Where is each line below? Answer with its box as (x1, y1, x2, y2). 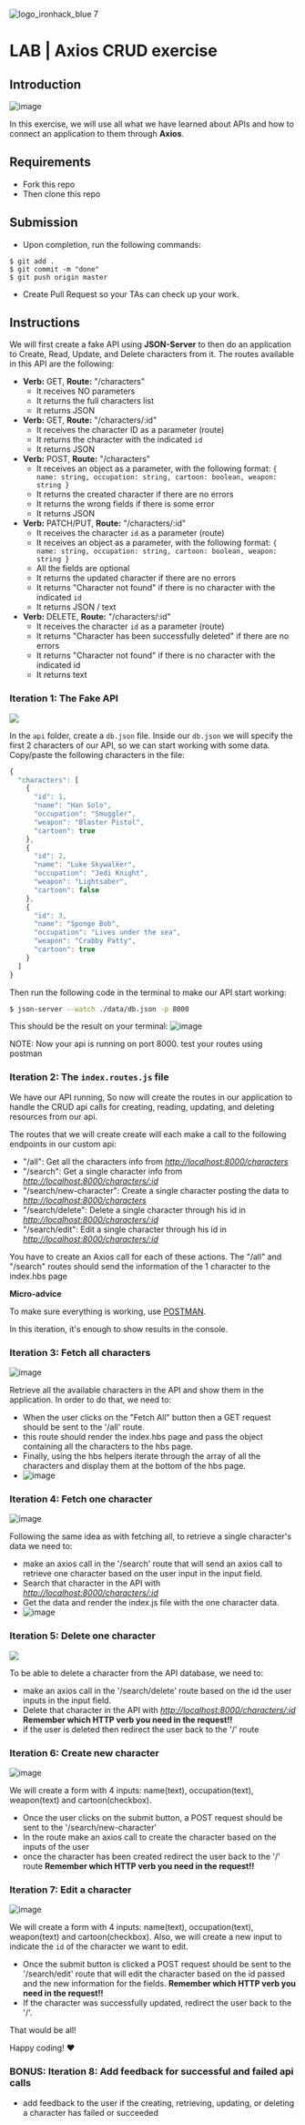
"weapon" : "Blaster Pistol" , (33, 817, 145, 826)
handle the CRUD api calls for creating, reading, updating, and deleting (9, 1101, 275, 1112)
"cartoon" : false (33, 885, 100, 895)
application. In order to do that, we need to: (9, 1394, 171, 1405)
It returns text (36, 670, 88, 681)
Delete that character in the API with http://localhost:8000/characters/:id (22, 1704, 296, 1715)
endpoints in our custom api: (9, 1138, 117, 1149)
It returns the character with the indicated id (36, 434, 203, 446)
